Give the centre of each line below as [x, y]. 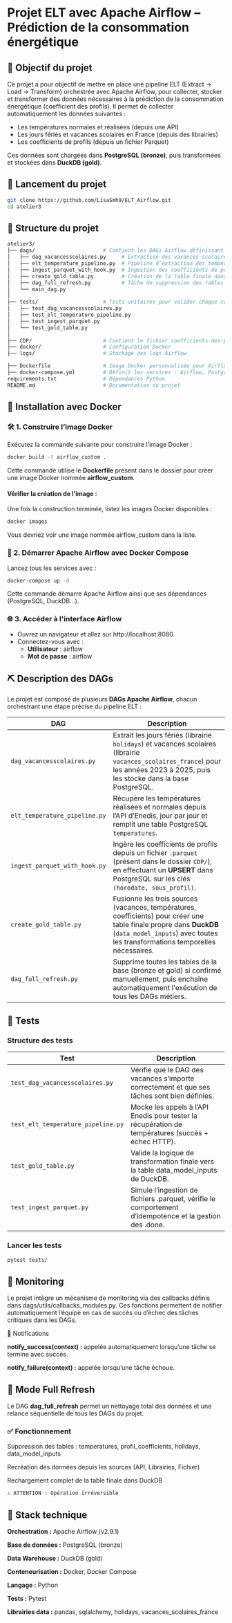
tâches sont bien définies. [172, 1096]
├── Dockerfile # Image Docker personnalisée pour [106, 366]
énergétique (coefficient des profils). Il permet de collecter [90, 106]
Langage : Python [33, 1585]
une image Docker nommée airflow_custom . [71, 478]
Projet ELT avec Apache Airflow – [104, 13]
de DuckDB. [149, 1179]
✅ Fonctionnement [39, 1431]
